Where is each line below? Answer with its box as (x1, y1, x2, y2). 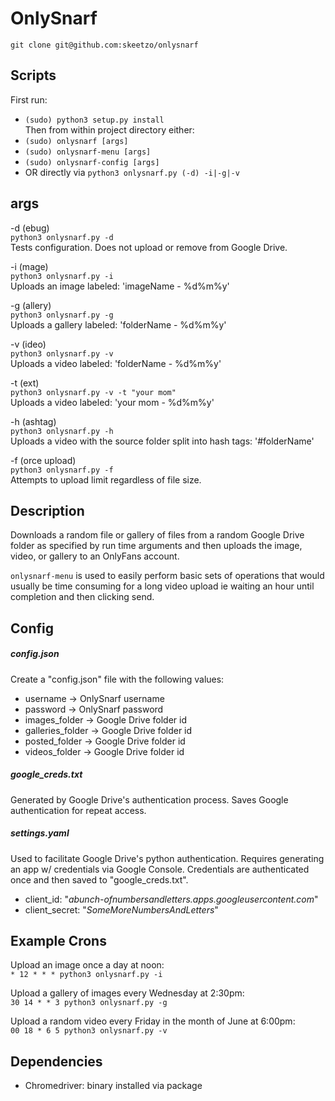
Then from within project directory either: (24, 123, 195, 136)
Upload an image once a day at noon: (10, 959, 165, 971)
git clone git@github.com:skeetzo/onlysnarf (10, 40, 199, 50)
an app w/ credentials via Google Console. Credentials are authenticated (10, 863, 310, 875)
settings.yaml (10, 827, 70, 839)
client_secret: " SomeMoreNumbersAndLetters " (24, 903, 219, 916)
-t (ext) (10, 377, 40, 389)
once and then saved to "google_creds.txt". (10, 873, 189, 886)
